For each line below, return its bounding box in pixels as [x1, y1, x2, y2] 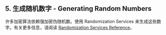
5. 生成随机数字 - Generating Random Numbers [5, 4, 152, 13]
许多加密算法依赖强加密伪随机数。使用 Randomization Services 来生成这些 [5, 18, 157, 24]
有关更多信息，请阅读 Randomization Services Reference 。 [13, 24, 135, 30]
